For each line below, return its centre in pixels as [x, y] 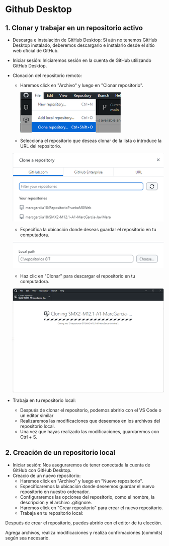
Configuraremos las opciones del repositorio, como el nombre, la [87, 497]
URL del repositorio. [40, 146]
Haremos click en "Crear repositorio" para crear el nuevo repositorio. [92, 508]
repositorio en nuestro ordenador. [55, 492]
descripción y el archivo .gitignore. [56, 502]
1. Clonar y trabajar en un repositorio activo [74, 28]
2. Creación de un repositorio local [60, 453]
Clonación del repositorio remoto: [47, 76]
